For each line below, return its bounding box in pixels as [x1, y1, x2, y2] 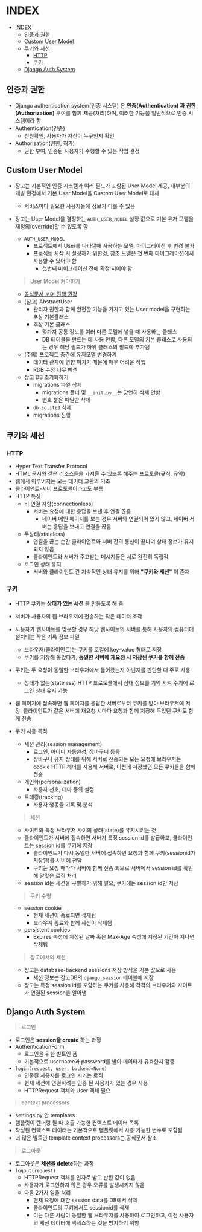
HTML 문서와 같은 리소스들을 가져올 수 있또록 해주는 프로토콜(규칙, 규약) [14, 470, 186, 478]
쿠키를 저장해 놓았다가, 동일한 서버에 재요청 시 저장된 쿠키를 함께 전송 [24, 653, 185, 661]
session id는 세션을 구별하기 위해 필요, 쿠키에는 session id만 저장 [24, 879, 179, 886]
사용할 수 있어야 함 [33, 257, 77, 264]
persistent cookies [24, 926, 71, 933]
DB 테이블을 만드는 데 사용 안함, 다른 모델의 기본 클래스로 [42, 336, 177, 343]
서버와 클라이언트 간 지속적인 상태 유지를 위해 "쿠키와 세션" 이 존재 [33, 568, 190, 575]
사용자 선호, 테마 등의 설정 [33, 785, 95, 793]
